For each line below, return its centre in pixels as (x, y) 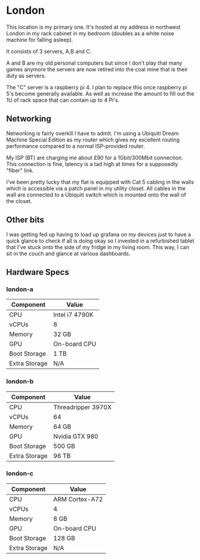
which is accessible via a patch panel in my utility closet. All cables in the (96, 188)
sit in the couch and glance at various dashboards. (68, 253)
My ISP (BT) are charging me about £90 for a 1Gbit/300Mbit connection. (95, 158)
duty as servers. (26, 75)
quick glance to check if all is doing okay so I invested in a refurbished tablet (100, 241)
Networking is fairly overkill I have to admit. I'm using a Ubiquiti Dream (93, 133)
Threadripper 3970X (82, 407)
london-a (20, 289)
